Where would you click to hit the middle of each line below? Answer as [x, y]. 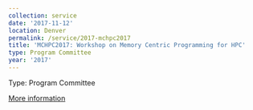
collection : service [43, 16]
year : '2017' [30, 61]
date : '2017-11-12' [41, 23]
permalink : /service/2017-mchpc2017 [69, 38]
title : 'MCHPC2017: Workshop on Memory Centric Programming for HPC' [127, 45]
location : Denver [37, 30]
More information [37, 98]
